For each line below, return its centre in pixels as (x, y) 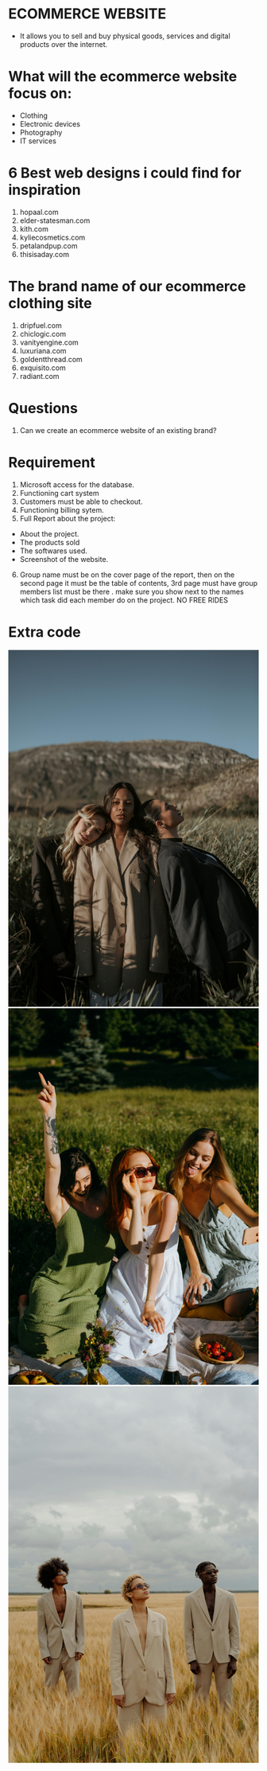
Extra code (44, 632)
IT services (38, 141)
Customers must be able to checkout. (81, 501)
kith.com (34, 228)
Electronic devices (50, 123)
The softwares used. (53, 551)
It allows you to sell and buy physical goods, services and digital (125, 36)
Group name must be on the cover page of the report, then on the (127, 575)
